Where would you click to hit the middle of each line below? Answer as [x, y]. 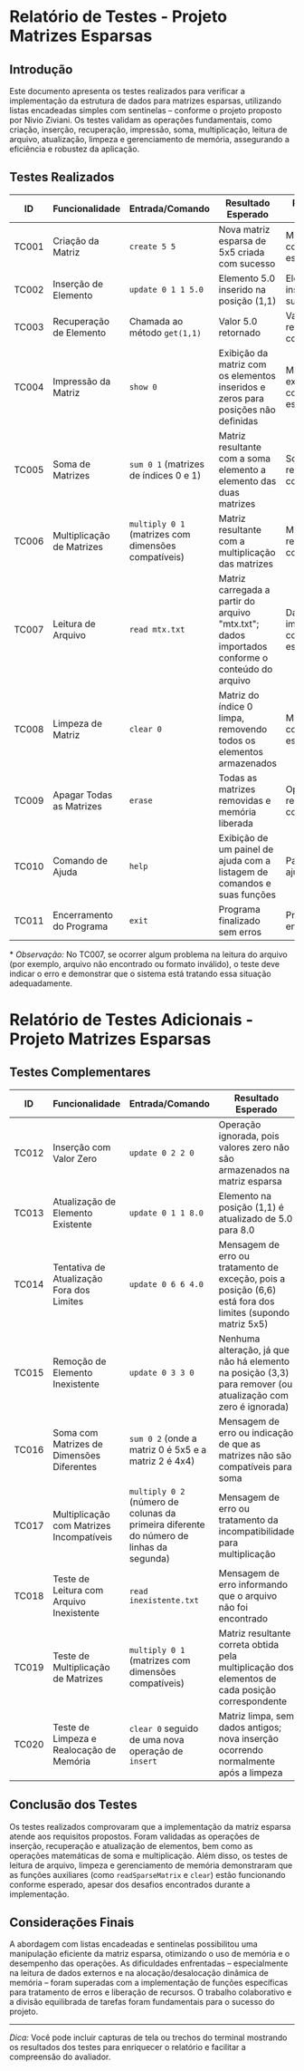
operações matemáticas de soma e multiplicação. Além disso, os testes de [148, 1855]
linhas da [148, 1547]
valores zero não [254, 1147]
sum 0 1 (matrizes [167, 464]
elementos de [247, 1679]
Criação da [76, 240]
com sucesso [247, 263]
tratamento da [248, 1520]
